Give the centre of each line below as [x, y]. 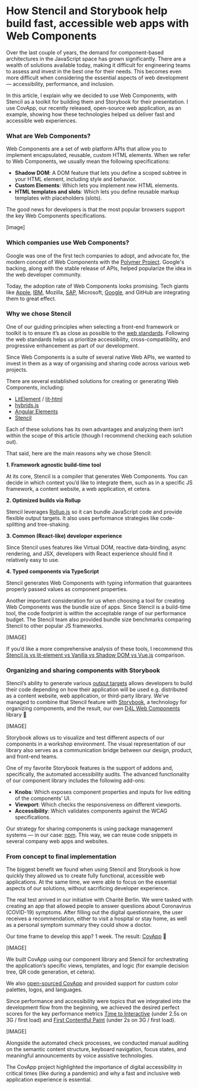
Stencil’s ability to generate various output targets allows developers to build [99, 683]
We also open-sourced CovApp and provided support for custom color [92, 984]
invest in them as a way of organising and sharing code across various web [98, 363]
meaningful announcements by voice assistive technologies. [80, 1056]
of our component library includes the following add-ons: [76, 780]
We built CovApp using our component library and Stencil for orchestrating [97, 959]
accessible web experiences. [42, 120]
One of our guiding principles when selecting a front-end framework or [93, 326]
